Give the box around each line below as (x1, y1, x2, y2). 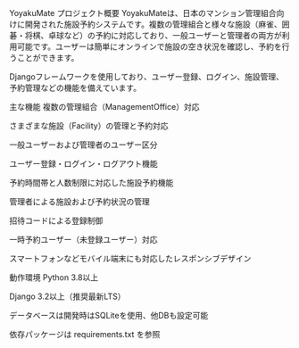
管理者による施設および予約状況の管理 (9, 196, 150, 207)
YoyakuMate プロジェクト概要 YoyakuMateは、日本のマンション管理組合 (9, 8, 277, 18)
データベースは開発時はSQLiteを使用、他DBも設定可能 (9, 311, 209, 320)
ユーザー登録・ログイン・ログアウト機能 (9, 159, 158, 169)
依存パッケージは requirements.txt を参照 (9, 329, 161, 339)
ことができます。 (16, 53, 79, 62)
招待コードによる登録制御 (9, 215, 104, 226)
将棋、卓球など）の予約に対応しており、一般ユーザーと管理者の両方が (24, 30, 283, 40)
